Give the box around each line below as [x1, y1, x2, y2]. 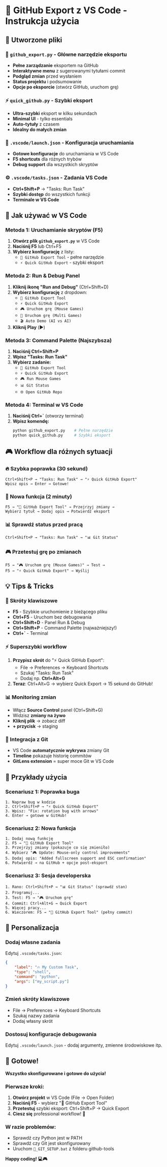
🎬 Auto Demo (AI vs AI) [20, 318, 72, 323]
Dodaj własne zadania [5, 938, 61, 946]
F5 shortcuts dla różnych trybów [12, 156, 82, 162]
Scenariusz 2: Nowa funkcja [5, 825, 76, 832]
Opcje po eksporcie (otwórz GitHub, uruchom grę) [12, 84, 119, 90]
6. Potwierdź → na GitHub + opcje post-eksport [5, 860, 108, 865]
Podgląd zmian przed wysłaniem [12, 73, 82, 79]
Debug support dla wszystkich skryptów [12, 161, 98, 168]
